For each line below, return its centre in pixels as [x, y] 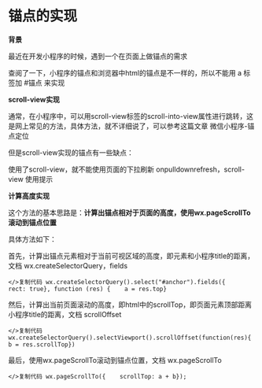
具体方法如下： [32, 239]
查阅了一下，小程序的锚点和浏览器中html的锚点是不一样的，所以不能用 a [125, 72]
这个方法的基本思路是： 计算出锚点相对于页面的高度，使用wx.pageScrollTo [129, 212]
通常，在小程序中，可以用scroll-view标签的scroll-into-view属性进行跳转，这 [131, 116]
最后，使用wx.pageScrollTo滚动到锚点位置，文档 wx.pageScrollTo [115, 360]
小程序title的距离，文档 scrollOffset [65, 314]
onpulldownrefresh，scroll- [201, 169]
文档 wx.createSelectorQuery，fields [68, 265]
